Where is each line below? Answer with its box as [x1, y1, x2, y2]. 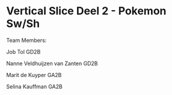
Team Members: [6, 36, 47, 44]
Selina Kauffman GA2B [6, 82, 63, 90]
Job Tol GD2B [6, 48, 41, 55]
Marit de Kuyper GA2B [6, 71, 62, 78]
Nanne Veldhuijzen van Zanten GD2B [6, 60, 98, 67]
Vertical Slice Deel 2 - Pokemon [6, 4, 167, 18]
